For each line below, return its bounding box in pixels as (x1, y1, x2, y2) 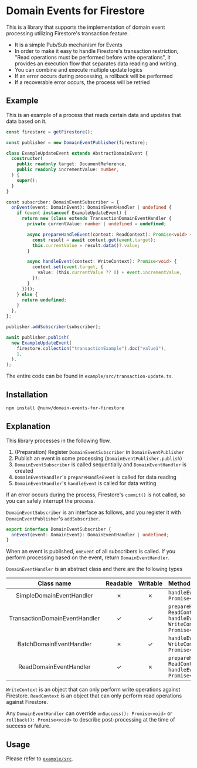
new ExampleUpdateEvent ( (11, 340, 72, 346)
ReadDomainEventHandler (18, 663, 91, 671)
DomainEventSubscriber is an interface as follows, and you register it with (6, 509, 181, 516)
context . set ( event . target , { (32, 264, 104, 270)
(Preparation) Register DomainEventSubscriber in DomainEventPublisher (14, 448, 185, 455)
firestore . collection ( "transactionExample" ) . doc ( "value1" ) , (16, 345, 167, 351)
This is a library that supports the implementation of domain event (6, 24, 165, 31)
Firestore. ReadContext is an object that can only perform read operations (6, 692, 182, 699)
